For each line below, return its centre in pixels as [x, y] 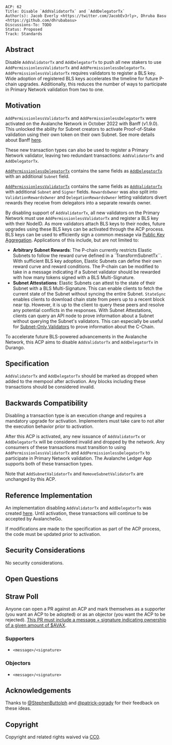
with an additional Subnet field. [37, 176]
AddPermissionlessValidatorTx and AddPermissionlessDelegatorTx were [81, 118]
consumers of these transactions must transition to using [66, 447]
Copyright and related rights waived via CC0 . [53, 737]
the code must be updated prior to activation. [53, 534]
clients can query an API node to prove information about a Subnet [83, 316]
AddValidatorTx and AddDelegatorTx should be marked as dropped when [82, 376]
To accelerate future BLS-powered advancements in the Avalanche [76, 336]
